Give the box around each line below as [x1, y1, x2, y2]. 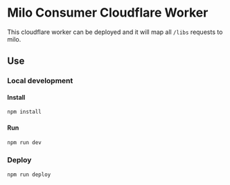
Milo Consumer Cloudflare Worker [7, 5, 209, 21]
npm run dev [7, 139, 42, 146]
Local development [7, 76, 73, 86]
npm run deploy [7, 171, 51, 178]
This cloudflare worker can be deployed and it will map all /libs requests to [7, 28, 223, 36]
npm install [7, 109, 42, 116]
